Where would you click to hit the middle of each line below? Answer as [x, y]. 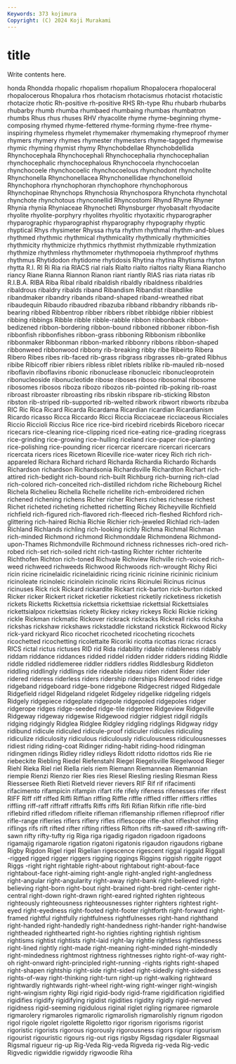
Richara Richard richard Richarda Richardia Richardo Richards [127, 462]
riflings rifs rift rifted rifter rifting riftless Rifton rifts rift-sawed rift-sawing [112, 828]
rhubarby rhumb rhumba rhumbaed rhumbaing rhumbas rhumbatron [106, 110]
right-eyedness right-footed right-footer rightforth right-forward [116, 911]
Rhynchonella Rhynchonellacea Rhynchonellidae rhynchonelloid [100, 178]
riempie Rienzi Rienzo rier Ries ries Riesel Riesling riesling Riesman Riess [112, 776]
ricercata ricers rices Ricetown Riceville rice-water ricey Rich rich [102, 455]
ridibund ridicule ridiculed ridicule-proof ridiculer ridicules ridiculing [105, 731]
